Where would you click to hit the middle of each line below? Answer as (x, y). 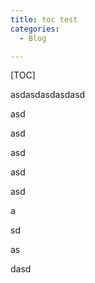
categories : (35, 29)
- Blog (33, 38)
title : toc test (44, 19)
